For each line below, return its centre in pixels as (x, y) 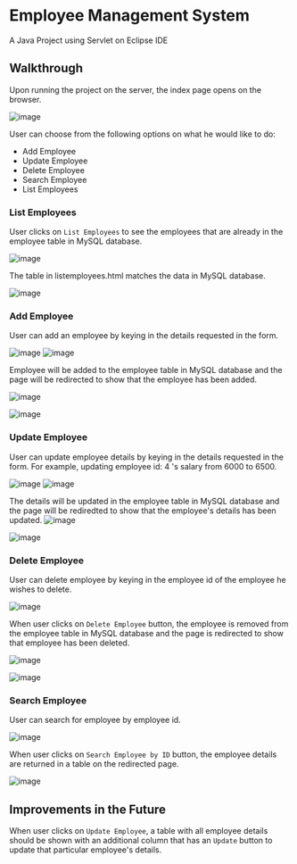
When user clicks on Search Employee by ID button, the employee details (143, 754)
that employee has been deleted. (70, 643)
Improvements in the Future (88, 809)
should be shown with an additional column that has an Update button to (141, 841)
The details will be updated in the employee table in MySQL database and (144, 501)
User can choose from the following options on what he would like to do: (143, 134)
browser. (25, 99)
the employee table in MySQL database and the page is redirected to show (146, 633)
